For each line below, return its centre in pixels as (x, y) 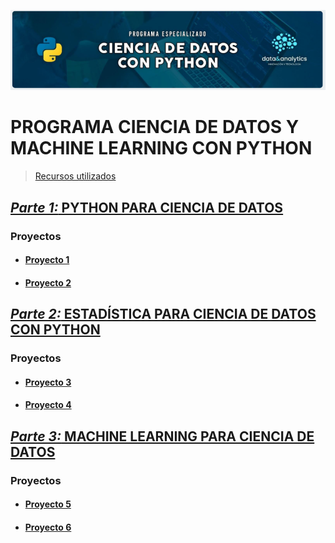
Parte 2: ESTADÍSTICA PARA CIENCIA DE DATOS (163, 314)
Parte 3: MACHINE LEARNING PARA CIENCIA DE (162, 436)
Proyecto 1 (47, 260)
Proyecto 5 (48, 504)
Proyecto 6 (48, 527)
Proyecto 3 (48, 382)
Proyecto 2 (48, 282)
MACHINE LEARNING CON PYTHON (161, 148)
